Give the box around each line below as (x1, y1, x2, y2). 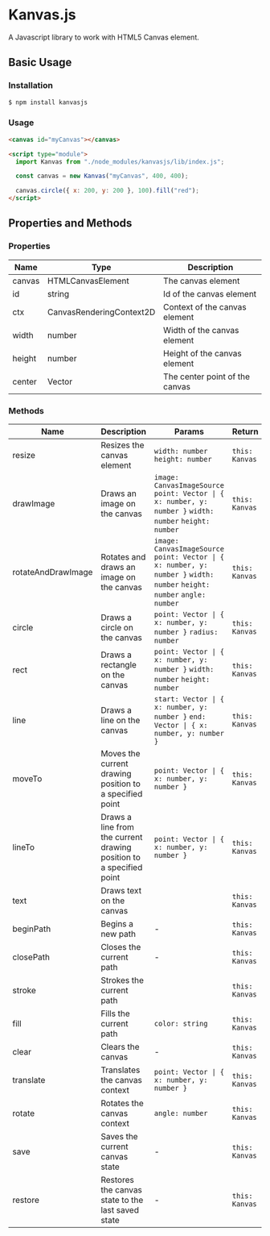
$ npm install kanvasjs (8, 98, 88, 106)
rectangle (100, 660, 137, 671)
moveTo (12, 773, 43, 784)
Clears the (100, 1042, 140, 1053)
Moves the (100, 748, 141, 759)
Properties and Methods (8, 216, 133, 231)
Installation (8, 80, 54, 91)
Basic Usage (8, 56, 72, 69)
